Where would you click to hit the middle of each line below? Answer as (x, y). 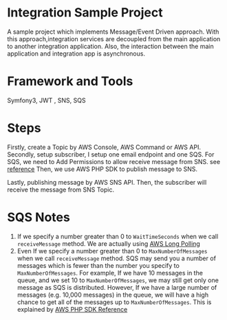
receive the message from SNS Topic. (61, 190)
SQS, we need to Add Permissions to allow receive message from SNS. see (114, 161)
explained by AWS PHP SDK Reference (72, 309)
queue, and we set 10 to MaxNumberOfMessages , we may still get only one (118, 280)
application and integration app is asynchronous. (76, 54)
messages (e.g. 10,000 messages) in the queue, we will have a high (112, 295)
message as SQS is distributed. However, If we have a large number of (117, 287)
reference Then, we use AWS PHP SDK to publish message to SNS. (102, 169)
